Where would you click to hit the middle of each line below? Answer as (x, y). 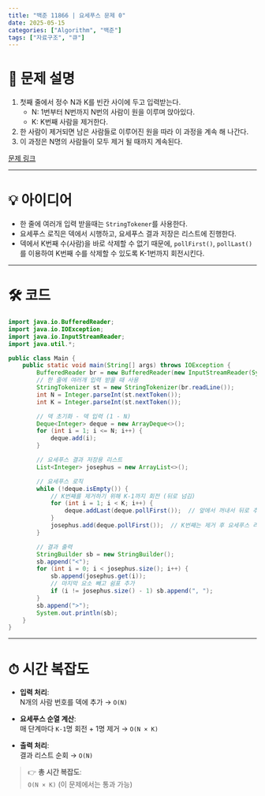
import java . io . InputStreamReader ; (67, 337)
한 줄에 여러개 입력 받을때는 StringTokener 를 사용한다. (103, 224)
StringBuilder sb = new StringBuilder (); (106, 554)
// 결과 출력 (54, 547)
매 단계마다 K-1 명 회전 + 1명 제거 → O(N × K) (89, 729)
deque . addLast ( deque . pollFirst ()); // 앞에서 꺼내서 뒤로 (157, 511)
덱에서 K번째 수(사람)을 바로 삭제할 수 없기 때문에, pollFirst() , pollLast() (136, 244)
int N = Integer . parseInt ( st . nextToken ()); (109, 395)
